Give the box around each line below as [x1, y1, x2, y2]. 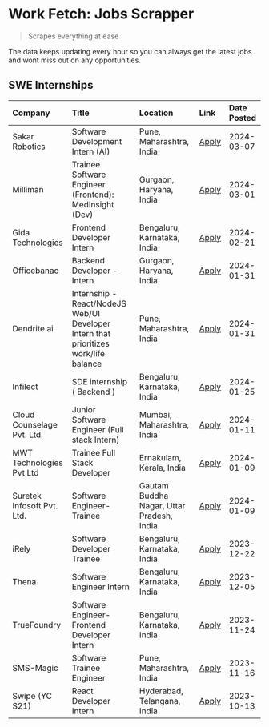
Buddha [139, 490, 169, 501]
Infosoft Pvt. [12, 500, 58, 511]
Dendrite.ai [12, 323, 54, 334]
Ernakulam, [139, 452, 182, 463]
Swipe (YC [12, 690, 52, 701]
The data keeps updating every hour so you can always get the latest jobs [8, 46, 252, 56]
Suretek [12, 490, 42, 501]
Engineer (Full [71, 424, 124, 435]
